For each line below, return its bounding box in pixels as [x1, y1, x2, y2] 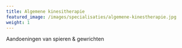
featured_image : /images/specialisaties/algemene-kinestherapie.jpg [6, 14, 177, 20]
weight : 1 [6, 19, 30, 25]
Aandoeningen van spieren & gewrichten [6, 36, 104, 43]
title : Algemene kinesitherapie [6, 8, 85, 15]
